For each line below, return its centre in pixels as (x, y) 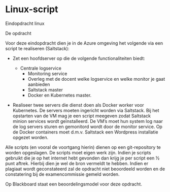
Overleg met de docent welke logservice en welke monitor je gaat (96, 79)
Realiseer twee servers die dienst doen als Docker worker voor (78, 105)
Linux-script (32, 9)
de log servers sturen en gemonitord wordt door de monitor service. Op (87, 126)
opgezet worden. (30, 137)
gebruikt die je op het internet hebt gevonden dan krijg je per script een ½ (82, 158)
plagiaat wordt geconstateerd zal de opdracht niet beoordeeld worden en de (85, 169)
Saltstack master (45, 89)
